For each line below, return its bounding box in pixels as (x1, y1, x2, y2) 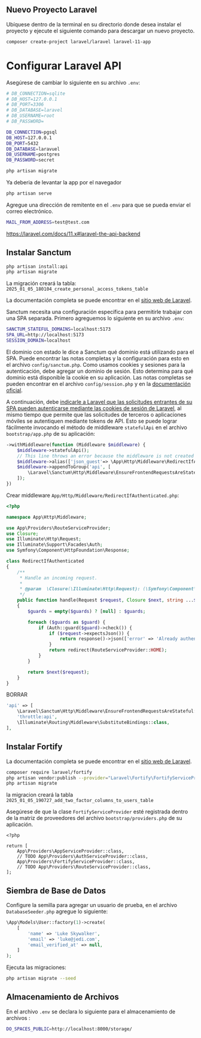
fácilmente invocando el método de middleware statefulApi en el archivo (6, 423, 187, 431)
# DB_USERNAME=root (6, 113, 55, 119)
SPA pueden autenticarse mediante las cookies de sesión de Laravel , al (6, 405, 182, 412)
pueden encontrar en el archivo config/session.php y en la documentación (6, 380, 191, 387)
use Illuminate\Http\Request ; (6, 536, 82, 542)
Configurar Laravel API (6, 59, 121, 73)
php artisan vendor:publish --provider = (6, 774, 109, 781)
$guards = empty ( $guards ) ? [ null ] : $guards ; (28, 608, 146, 614)
